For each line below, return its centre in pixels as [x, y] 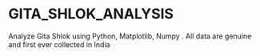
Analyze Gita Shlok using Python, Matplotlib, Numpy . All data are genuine [130, 36]
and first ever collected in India [59, 44]
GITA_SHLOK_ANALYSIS [91, 14]
